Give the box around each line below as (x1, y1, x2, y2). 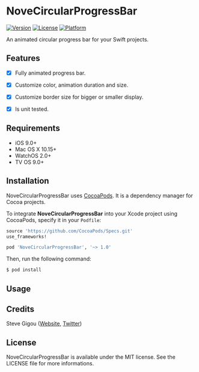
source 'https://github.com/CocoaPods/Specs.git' (6, 228, 133, 234)
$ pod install (6, 267, 42, 273)
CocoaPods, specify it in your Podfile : (6, 216, 101, 223)
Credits (6, 304, 35, 314)
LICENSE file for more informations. (6, 360, 94, 367)
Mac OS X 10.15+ (14, 146, 57, 153)
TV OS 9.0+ (14, 158, 44, 166)
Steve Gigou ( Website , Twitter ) (6, 320, 82, 327)
